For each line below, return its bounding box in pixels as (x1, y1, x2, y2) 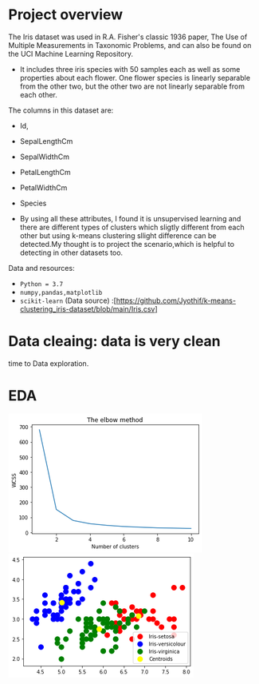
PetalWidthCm (19, 182, 68, 193)
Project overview (8, 6, 124, 24)
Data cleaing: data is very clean (8, 332, 221, 351)
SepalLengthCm (19, 136, 73, 145)
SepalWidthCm (19, 152, 70, 161)
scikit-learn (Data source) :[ (19, 296, 117, 305)
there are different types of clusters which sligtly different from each (19, 222, 245, 232)
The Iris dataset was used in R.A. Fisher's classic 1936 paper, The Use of (8, 32, 248, 42)
